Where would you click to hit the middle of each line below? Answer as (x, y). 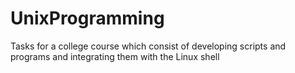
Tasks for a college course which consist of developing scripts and (148, 46)
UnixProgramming (87, 18)
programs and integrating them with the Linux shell (115, 56)
